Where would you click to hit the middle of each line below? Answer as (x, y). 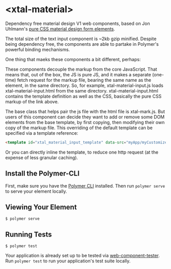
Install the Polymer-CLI (42, 174)
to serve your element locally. (36, 191)
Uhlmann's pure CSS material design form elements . (60, 28)
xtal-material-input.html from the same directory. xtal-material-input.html (82, 91)
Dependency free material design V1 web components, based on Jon (78, 23)
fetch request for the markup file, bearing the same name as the (84, 80)
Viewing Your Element (41, 207)
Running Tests (28, 234)
